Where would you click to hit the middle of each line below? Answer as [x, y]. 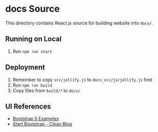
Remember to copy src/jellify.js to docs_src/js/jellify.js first [82, 80]
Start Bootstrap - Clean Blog [42, 124]
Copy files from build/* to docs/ [46, 90]
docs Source [33, 9]
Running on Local [34, 39]
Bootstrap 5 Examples [36, 119]
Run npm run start [32, 51]
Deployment [25, 68]
